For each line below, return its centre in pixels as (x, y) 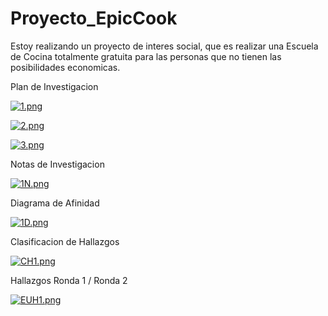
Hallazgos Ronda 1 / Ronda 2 (69, 280)
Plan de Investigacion (54, 86)
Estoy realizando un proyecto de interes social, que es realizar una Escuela (164, 46)
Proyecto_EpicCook (94, 18)
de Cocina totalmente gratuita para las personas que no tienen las (146, 56)
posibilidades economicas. (65, 67)
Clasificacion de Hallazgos (65, 241)
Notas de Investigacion (57, 164)
